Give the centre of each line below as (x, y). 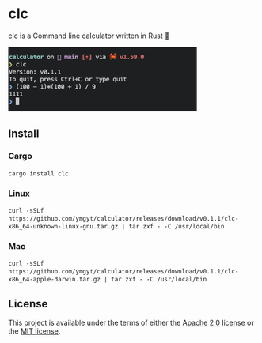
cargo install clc (38, 173)
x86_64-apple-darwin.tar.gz (55, 280)
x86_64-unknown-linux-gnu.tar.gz (63, 226)
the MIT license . (34, 331)
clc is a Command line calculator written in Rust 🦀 (89, 36)
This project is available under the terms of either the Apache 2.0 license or (131, 323)
